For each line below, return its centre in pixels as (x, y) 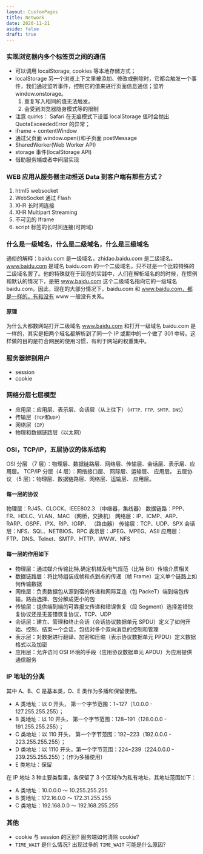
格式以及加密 (31, 644)
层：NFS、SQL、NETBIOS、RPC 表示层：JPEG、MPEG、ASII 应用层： (95, 532)
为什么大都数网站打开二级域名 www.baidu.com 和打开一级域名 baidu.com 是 (101, 326)
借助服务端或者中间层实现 (47, 160)
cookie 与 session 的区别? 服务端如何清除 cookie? (77, 837)
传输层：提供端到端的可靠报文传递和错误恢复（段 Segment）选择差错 (101, 606)
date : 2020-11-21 (28, 23)
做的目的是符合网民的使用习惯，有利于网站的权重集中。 (80, 341)
